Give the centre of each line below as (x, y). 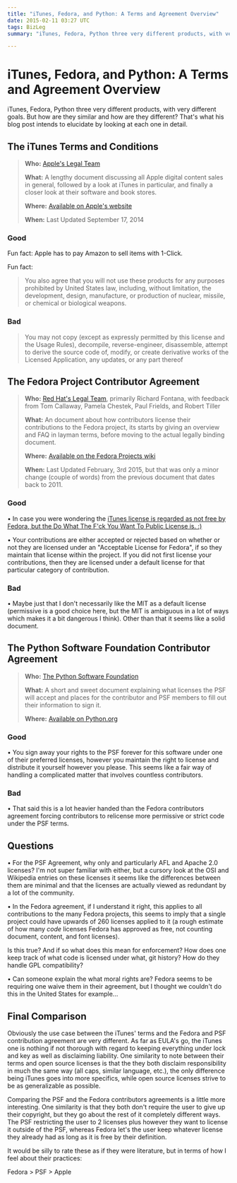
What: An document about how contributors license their (108, 420)
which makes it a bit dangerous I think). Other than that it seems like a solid (116, 618)
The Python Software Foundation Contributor (109, 648)
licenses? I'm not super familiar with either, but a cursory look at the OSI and (118, 871)
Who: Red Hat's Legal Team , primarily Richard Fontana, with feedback (127, 399)
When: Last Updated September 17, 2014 (84, 219)
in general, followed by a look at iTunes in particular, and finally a (119, 185)
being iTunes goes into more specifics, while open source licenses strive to (117, 1078)
